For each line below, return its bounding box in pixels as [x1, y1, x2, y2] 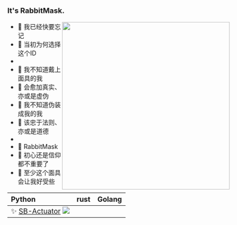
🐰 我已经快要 [17, 23, 55, 31]
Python [11, 195, 36, 205]
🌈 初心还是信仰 [17, 151, 61, 159]
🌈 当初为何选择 [17, 40, 61, 49]
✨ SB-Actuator [11, 207, 61, 217]
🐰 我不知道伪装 [17, 101, 61, 109]
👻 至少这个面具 [17, 169, 61, 177]
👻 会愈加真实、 [17, 83, 61, 92]
